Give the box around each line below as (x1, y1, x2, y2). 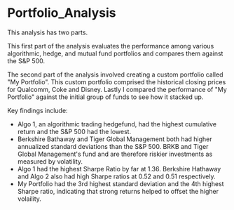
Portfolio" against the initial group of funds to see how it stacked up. (7, 93, 204, 101)
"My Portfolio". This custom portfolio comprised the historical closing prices (7, 77, 226, 86)
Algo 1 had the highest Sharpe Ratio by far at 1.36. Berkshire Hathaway (17, 164, 221, 173)
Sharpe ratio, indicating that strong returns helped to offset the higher (17, 187, 219, 195)
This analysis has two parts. (7, 28, 88, 37)
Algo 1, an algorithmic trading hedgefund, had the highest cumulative (17, 119, 217, 128)
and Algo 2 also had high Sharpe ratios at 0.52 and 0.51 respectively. (17, 172, 216, 181)
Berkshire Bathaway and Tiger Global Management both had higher (17, 135, 212, 143)
